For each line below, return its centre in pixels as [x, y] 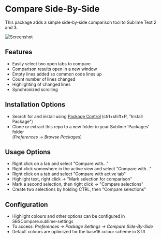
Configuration [27, 204]
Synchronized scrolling [35, 89]
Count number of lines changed [44, 79]
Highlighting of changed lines [41, 84]
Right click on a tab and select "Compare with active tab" [69, 174]
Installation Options [35, 105]
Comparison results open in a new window [54, 69]
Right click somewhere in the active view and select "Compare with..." [82, 169]
